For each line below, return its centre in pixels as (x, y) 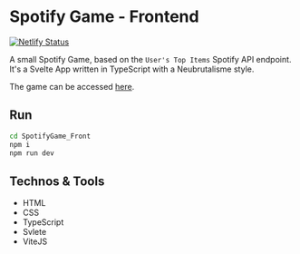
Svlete (34, 232)
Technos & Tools (57, 181)
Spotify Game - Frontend (104, 17)
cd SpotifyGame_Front (50, 136)
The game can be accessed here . (72, 86)
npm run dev (32, 153)
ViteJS (35, 241)
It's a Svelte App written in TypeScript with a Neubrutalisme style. (132, 69)
